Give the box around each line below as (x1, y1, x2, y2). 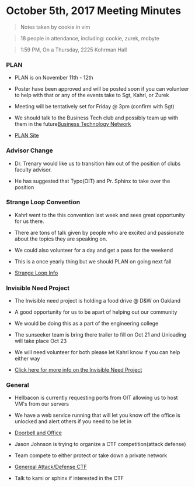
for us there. (14, 218, 45, 225)
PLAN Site (14, 132, 39, 139)
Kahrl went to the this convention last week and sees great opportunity (14, 211, 185, 218)
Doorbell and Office (14, 429, 62, 437)
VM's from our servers (14, 400, 69, 407)
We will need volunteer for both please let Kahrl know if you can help (14, 349, 180, 356)
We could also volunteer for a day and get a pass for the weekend (14, 246, 173, 253)
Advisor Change (6, 146, 54, 155)
